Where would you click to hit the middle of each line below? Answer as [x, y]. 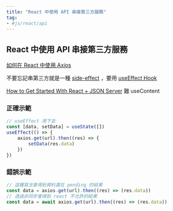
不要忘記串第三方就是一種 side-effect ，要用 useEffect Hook [82, 78]
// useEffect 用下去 [31, 121]
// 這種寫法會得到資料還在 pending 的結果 [55, 185]
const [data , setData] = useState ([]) [55, 127]
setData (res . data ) [51, 144]
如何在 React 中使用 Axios [39, 65]
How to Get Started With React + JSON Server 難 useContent [83, 91]
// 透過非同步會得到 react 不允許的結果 [52, 196]
